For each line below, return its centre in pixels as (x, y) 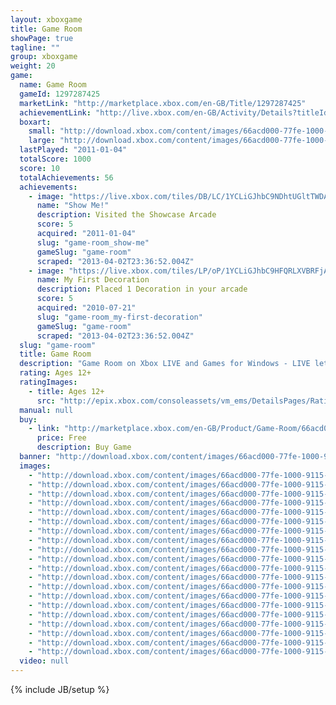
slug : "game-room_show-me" (93, 242)
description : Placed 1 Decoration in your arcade (142, 289)
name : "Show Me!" (73, 206)
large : (42, 141)
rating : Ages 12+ (55, 373)
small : (42, 131)
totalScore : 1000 (55, 159)
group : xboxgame (44, 57)
